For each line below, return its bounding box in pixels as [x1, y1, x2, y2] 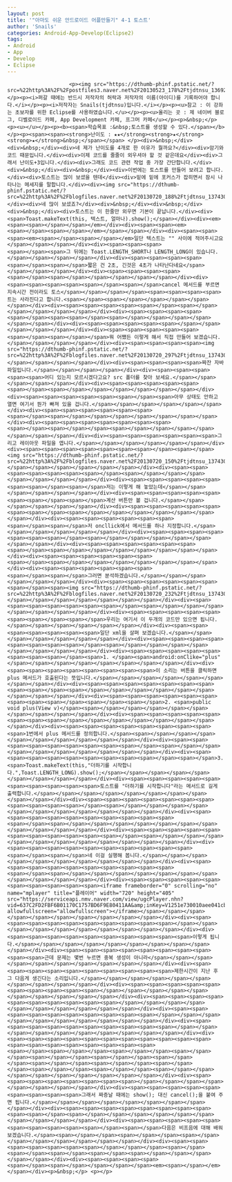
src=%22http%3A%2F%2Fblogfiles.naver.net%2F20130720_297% [7, 351, 177, 359]
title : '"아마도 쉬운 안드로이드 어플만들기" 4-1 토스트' [7, 17, 151, 24]
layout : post [7, 10, 45, 17]
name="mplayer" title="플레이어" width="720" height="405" [7, 890, 175, 897]
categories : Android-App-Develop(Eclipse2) [7, 29, 135, 37]
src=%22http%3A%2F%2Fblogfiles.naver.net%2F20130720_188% [7, 193, 177, 200]
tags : [7, 36, 23, 43]
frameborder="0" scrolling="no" [124, 882, 217, 889]
